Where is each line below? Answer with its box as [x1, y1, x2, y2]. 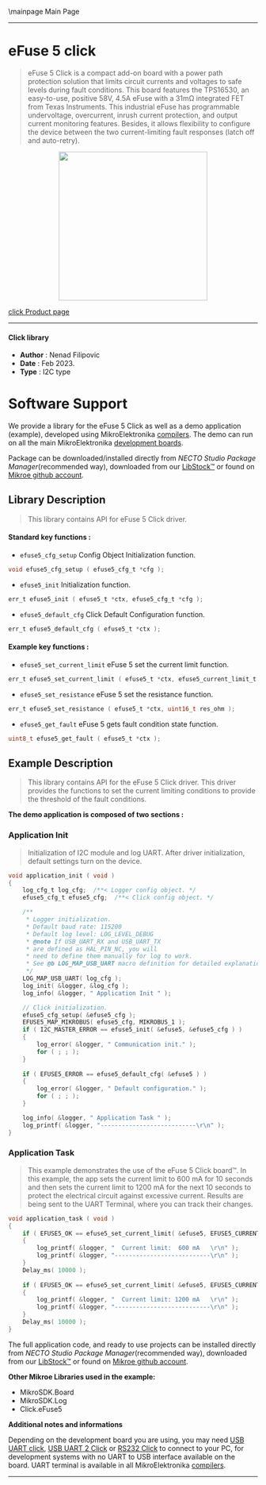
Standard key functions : [8, 532, 91, 542]
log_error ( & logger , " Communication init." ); [36, 1040, 196, 1049]
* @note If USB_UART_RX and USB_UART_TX [25, 937, 161, 946]
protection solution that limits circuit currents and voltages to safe [27, 76, 242, 86]
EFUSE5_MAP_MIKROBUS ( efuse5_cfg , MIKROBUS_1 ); [22, 1018, 186, 1027]
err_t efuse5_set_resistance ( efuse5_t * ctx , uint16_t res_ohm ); [8, 704, 236, 713]
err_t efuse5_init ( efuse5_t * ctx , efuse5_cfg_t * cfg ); [8, 595, 203, 603]
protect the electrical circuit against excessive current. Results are [27, 1190, 244, 1200]
